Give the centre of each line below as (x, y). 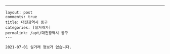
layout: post (19, 13)
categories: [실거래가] (28, 28)
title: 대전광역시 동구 (27, 22)
